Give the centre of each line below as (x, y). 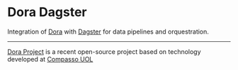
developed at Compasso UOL (50, 59)
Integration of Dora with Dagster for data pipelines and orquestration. (108, 31)
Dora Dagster (47, 12)
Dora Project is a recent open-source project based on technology (104, 51)
